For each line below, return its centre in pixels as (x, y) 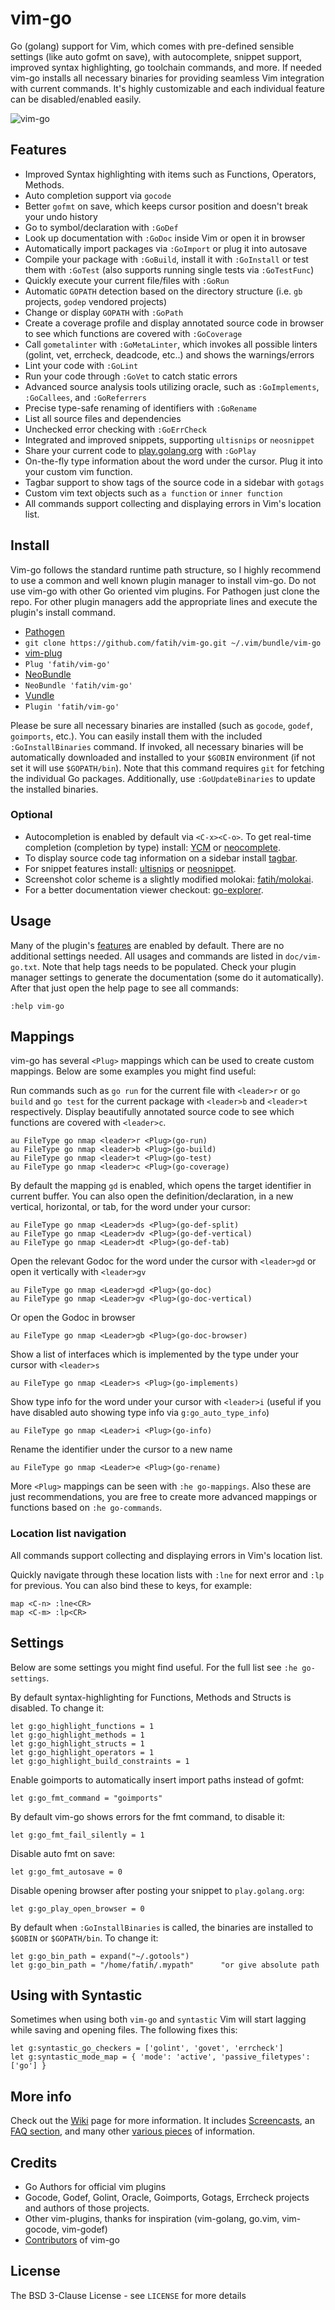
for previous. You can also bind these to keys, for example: (131, 1585)
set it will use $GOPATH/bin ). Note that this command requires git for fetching (167, 768)
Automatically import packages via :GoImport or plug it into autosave (166, 248)
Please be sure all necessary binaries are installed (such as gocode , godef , (161, 725)
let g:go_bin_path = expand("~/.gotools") (100, 1956)
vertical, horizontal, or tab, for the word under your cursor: (130, 1207)
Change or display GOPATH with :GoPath (104, 312)
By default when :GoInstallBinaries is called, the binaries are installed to (162, 1927)
